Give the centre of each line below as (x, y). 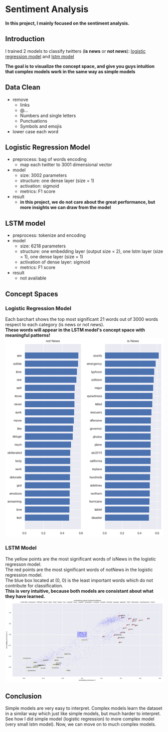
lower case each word (35, 131)
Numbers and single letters (48, 115)
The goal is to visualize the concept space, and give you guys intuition (80, 66)
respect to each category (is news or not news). (55, 324)
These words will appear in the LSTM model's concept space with (75, 330)
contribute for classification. (34, 585)
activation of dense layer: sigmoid (55, 262)
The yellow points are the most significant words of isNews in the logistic (81, 559)
